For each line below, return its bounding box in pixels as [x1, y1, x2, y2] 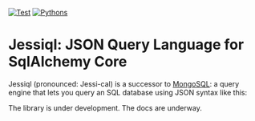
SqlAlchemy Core [8, 53, 127, 71]
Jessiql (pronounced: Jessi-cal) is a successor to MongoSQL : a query [8, 79, 239, 88]
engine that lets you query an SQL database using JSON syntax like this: [8, 87, 248, 97]
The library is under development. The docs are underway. [8, 103, 203, 112]
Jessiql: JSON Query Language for [8, 36, 245, 54]
